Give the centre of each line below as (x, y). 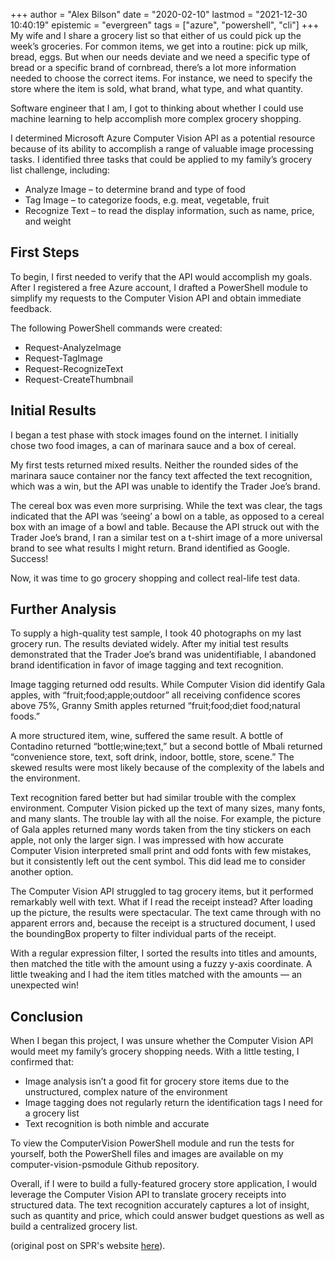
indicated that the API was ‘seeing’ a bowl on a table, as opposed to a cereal (167, 516)
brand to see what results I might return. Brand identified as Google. (150, 548)
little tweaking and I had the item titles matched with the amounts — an (156, 975)
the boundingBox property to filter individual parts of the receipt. (143, 934)
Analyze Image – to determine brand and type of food (135, 189)
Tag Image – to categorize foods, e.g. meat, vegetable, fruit (147, 200)
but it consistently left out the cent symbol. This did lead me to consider (158, 861)
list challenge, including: (60, 170)
